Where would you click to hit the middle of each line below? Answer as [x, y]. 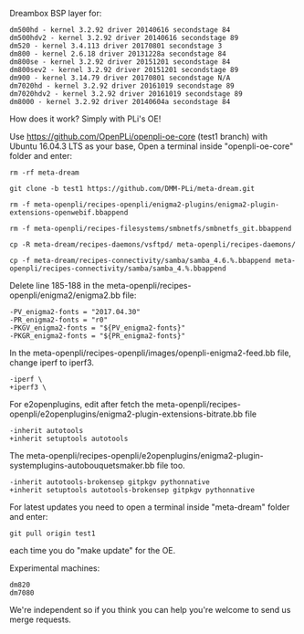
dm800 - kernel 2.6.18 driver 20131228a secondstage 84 [118, 54]
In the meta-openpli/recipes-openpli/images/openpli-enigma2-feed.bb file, [151, 353]
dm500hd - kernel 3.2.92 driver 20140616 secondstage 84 [120, 30]
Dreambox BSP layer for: [56, 13]
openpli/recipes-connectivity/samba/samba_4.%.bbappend [118, 269]
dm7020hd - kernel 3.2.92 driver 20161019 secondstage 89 [122, 86]
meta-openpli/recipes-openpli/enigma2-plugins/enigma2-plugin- [157, 205]
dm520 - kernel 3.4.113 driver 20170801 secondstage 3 [116, 46]
